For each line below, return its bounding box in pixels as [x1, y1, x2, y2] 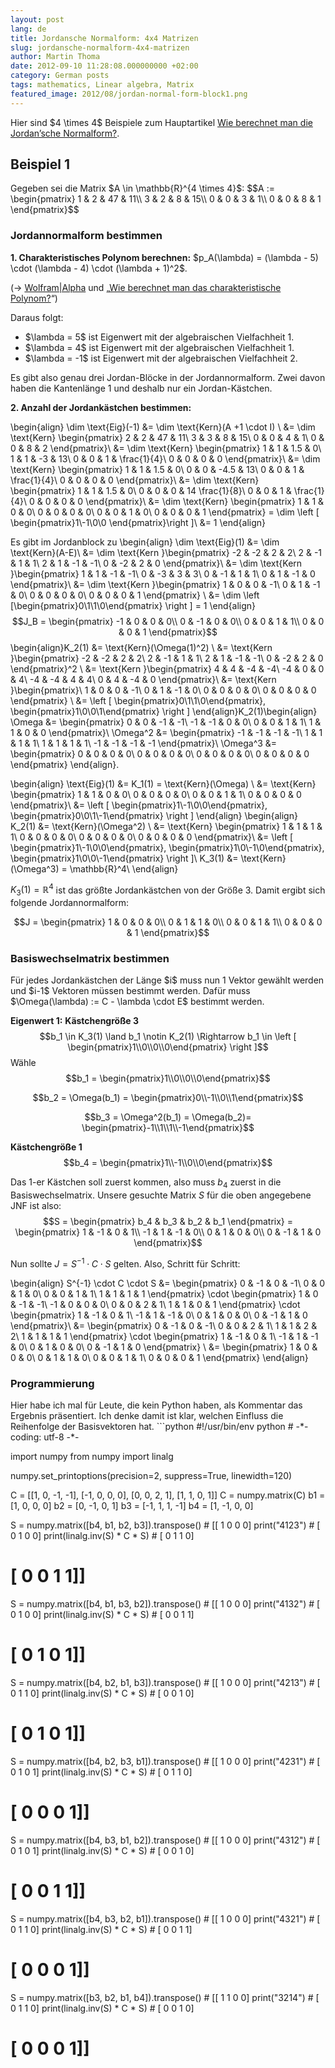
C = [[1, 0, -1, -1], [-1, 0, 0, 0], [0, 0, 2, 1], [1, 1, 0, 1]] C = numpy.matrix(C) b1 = [10, 1489, 326, 1501]
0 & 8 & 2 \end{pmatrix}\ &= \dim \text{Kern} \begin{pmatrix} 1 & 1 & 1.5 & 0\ [10, 442, 322, 454]
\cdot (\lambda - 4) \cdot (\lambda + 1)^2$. [10, 262, 188, 274]
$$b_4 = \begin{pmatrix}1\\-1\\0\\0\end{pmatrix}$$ [63, 1157, 273, 1169]
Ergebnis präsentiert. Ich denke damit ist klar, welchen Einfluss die [10, 1410, 284, 1422]
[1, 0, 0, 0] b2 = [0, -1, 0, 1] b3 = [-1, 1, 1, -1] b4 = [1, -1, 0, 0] [10, 1500, 254, 1512]
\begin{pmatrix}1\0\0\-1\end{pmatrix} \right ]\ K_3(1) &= [10, 852, 239, 864]
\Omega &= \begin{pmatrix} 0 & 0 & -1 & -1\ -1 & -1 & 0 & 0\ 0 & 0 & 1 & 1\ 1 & [10, 716, 322, 728]
